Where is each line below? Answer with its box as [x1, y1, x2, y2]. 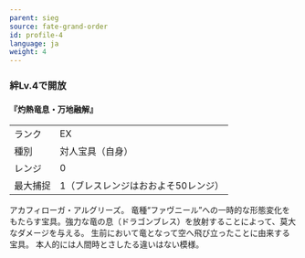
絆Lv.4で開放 [9, 80, 67, 92]
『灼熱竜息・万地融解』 [9, 103, 98, 114]
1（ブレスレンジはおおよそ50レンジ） [59, 179, 225, 192]
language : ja [9, 38, 59, 48]
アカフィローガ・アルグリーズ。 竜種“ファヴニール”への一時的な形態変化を [9, 205, 290, 216]
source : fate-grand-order [9, 22, 108, 31]
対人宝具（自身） [59, 145, 134, 158]
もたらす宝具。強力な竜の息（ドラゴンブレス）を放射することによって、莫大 [9, 216, 297, 227]
